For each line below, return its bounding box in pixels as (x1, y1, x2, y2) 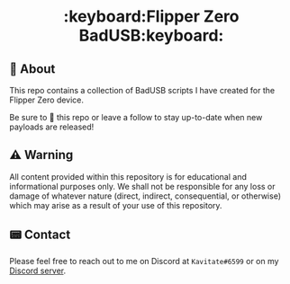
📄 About (9, 61, 56, 76)
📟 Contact (9, 227, 71, 243)
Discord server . (9, 265, 67, 276)
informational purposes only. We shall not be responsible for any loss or (9, 181, 276, 191)
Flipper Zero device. (9, 94, 84, 105)
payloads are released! (9, 121, 95, 132)
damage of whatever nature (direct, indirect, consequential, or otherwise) (9, 191, 282, 201)
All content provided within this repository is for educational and (9, 171, 248, 182)
